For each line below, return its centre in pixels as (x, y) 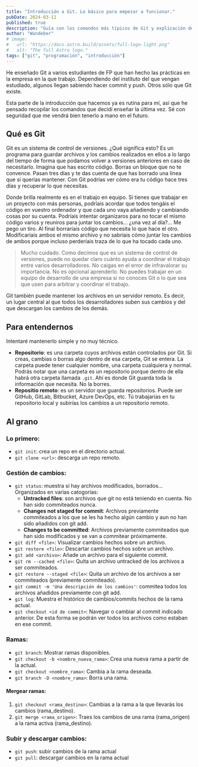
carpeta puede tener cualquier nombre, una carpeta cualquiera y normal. (103, 365)
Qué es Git (26, 134)
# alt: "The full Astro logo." (47, 50)
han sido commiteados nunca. (60, 505)
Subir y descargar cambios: (47, 739)
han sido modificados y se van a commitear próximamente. (95, 536)
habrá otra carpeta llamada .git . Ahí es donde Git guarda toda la (93, 378)
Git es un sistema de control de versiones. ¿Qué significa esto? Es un (90, 148)
